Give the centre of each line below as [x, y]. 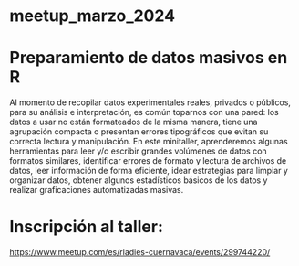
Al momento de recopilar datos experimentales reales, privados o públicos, [150, 102]
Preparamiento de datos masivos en [149, 58]
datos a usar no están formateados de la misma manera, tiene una [134, 122]
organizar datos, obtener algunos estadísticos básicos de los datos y [139, 180]
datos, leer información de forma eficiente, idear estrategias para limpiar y [149, 171]
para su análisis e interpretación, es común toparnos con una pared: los [144, 112]
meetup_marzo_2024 [93, 16]
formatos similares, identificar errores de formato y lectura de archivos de [148, 161]
